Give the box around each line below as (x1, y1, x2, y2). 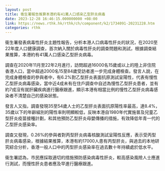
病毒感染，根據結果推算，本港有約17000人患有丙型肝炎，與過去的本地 (13, 138, 155, 144)
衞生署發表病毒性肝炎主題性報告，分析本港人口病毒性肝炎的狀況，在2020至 (5, 40, 158, 46)
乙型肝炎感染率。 (5, 122, 40, 127)
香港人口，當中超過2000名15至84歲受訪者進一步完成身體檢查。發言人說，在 (5, 68, 159, 74)
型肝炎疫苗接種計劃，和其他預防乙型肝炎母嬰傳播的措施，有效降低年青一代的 (5, 116, 160, 122)
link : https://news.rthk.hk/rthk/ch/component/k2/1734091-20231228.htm (5, 21, 155, 26)
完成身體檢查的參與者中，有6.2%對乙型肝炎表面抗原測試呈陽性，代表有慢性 (5, 74, 158, 80)
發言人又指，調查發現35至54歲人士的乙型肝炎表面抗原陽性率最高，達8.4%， (5, 103, 160, 109)
